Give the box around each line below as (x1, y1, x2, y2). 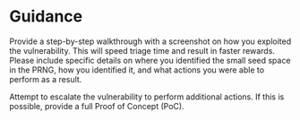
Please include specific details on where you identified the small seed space (9, 55, 291, 65)
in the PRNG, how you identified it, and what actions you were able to (9, 64, 265, 75)
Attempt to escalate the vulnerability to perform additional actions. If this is (9, 91, 285, 102)
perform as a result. (9, 73, 82, 84)
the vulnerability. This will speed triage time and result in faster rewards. (9, 45, 276, 56)
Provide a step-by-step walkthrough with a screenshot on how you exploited (9, 36, 292, 47)
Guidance (9, 6, 83, 27)
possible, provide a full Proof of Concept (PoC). (9, 100, 185, 111)
